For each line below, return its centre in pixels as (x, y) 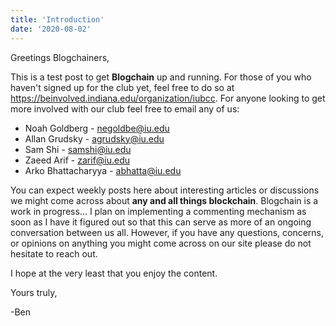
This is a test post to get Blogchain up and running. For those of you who (161, 77)
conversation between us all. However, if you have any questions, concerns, (167, 232)
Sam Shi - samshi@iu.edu (78, 149)
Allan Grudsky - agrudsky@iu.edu (94, 138)
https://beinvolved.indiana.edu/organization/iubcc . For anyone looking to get (168, 98)
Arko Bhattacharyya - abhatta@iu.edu (103, 170)
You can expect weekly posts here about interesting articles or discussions (165, 190)
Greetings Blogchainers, (60, 57)
